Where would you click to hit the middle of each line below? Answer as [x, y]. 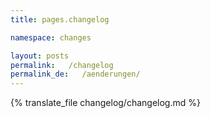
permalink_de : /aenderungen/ [75, 74]
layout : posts [40, 56]
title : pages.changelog [60, 19]
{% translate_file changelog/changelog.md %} [105, 103]
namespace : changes [51, 37]
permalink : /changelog [62, 65]
